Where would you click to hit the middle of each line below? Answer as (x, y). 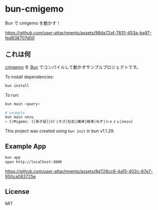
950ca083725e (20, 176)
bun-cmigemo (35, 9)
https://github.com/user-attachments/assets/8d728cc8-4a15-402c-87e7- (79, 171)
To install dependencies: (30, 77)
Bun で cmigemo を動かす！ (33, 23)
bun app (13, 157)
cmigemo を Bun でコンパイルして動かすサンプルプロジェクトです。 (73, 67)
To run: (12, 95)
